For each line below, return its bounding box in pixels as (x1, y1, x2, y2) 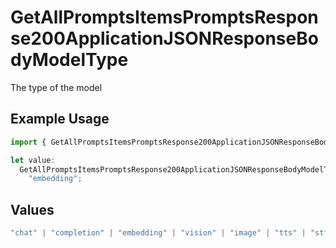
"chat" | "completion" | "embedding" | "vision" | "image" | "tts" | (10, 228, 307, 238)
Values (10, 201, 55, 218)
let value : (10, 155, 56, 165)
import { (10, 137, 47, 147)
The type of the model (10, 81, 103, 93)
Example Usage (10, 111, 110, 128)
